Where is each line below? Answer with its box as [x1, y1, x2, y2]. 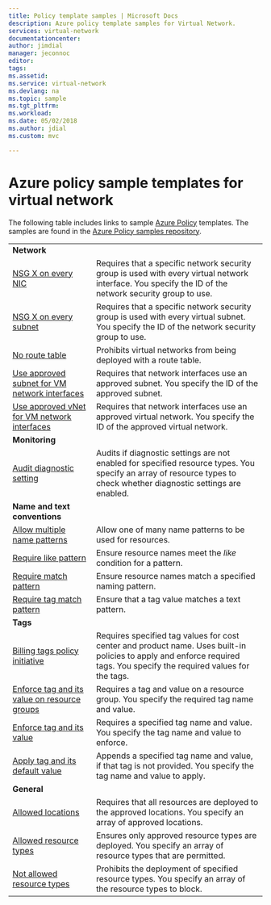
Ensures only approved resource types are [95, 829, 257, 840]
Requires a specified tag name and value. [95, 716, 252, 727]
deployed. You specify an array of [95, 840, 224, 851]
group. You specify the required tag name [95, 693, 254, 705]
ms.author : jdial [8, 124, 67, 132]
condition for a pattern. [95, 557, 183, 568]
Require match [12, 570, 68, 581]
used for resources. [95, 534, 171, 545]
